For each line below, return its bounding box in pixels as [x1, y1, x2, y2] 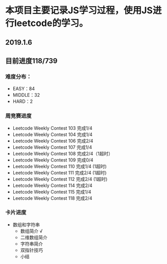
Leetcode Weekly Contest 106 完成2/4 [12, 138, 93, 144]
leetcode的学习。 [14, 17, 88, 29]
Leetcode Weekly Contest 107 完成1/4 [12, 144, 92, 150]
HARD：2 [12, 98, 33, 104]
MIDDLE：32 [12, 92, 40, 98]
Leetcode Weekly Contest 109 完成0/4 [12, 156, 93, 163]
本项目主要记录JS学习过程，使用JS [5, 5, 153, 16]
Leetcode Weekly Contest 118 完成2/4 [12, 195, 92, 201]
